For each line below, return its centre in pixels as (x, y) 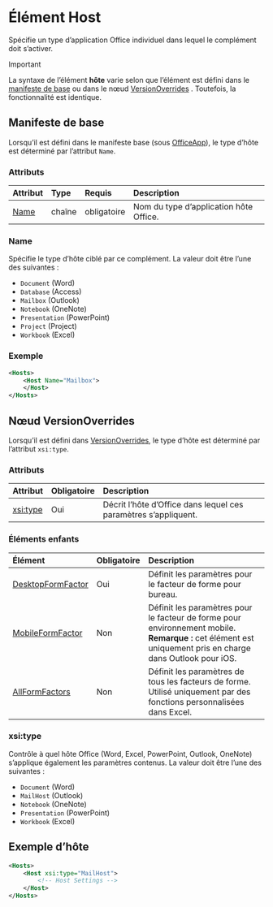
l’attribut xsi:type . (39, 449)
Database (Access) (51, 292)
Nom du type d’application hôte (193, 207)
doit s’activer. (31, 48)
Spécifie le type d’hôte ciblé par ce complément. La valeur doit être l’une (130, 259)
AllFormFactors (41, 692)
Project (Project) (48, 326)
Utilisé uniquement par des (199, 692)
